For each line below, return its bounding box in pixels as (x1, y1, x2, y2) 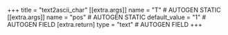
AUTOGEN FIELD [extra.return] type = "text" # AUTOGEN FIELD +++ (7, 21, 203, 28)
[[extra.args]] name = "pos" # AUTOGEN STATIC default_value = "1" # (7, 13, 207, 21)
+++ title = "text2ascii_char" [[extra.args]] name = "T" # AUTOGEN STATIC (7, 6, 221, 14)
